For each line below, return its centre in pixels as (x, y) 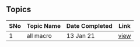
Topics (19, 10)
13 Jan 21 (80, 35)
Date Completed (89, 26)
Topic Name (44, 26)
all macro (39, 35)
